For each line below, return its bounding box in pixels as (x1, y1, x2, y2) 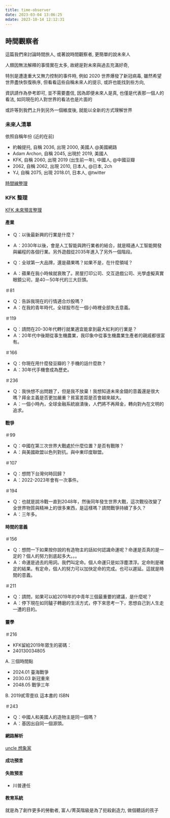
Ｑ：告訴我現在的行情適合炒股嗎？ (12, 298, 84, 304)
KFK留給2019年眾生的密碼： (12, 642, 72, 648)
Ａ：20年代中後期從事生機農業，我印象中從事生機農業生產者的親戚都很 (12, 332, 161, 338)
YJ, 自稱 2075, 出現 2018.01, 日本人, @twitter (12, 169, 106, 175)
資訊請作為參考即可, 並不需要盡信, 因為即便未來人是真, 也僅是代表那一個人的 (5, 90, 164, 96)
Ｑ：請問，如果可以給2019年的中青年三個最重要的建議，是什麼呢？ (12, 594, 152, 600)
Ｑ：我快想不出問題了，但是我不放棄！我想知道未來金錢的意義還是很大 (12, 388, 160, 394)
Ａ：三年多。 (12, 511, 40, 517)
